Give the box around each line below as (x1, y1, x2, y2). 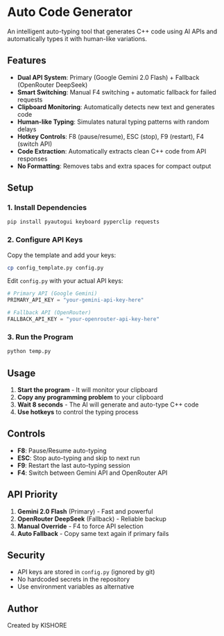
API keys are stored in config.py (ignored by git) (17, 568, 155, 576)
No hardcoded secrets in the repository (17, 575, 130, 584)
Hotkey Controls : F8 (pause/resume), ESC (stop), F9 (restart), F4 (17, 132, 205, 140)
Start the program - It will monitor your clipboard (17, 385, 158, 393)
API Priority (7, 489, 58, 500)
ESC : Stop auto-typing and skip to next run (17, 453, 140, 462)
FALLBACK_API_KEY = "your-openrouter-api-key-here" (7, 316, 160, 323)
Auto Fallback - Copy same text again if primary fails (17, 529, 169, 537)
